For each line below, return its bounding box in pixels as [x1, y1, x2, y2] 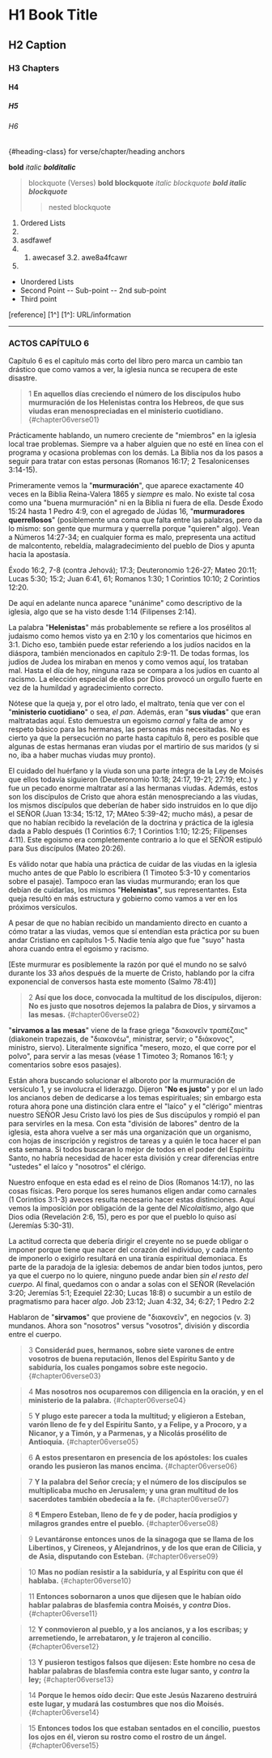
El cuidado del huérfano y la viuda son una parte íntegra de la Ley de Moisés [8, 765, 264, 775]
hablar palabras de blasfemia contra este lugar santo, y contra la [28, 1666, 250, 1675]
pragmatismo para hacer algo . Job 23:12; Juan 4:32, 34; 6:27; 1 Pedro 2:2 [8, 1296, 255, 1306]
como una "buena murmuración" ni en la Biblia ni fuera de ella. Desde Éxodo [8, 497, 264, 508]
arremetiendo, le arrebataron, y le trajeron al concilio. [28, 1632, 212, 1643]
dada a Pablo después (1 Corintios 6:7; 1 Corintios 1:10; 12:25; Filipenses [8, 825, 248, 836]
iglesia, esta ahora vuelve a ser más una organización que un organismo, [8, 1127, 252, 1137]
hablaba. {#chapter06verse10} [28, 1576, 132, 1585]
